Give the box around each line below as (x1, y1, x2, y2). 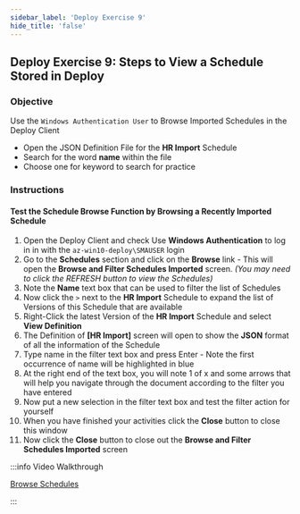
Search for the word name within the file (22, 152, 172, 163)
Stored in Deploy (10, 68, 105, 83)
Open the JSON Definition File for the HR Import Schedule (22, 142, 237, 153)
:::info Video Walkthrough (10, 461, 104, 472)
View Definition (22, 321, 83, 332)
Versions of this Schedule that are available (22, 301, 183, 313)
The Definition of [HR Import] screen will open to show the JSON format (22, 330, 289, 341)
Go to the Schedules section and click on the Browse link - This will (22, 254, 273, 265)
